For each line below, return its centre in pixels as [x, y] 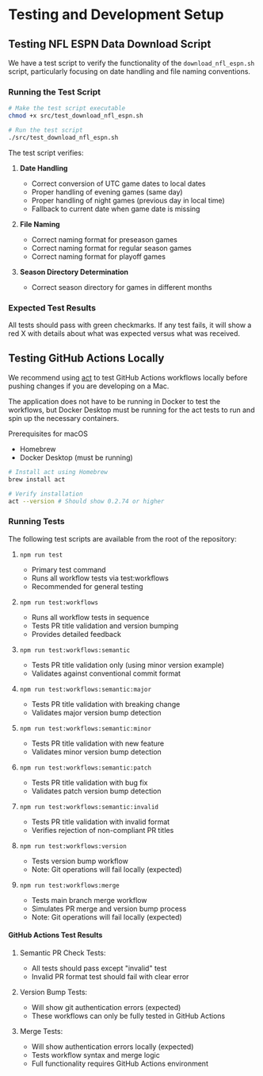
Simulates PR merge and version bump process [109, 908]
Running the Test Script [55, 91]
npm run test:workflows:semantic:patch [86, 768]
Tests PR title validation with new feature [98, 743]
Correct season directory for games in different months [122, 287]
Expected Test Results [52, 307]
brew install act [37, 479]
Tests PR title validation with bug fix [90, 782]
